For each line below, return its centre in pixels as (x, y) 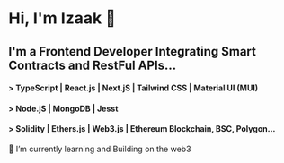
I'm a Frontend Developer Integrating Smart (133, 51)
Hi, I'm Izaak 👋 (62, 18)
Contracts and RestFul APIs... (93, 65)
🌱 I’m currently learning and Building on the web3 (100, 149)
